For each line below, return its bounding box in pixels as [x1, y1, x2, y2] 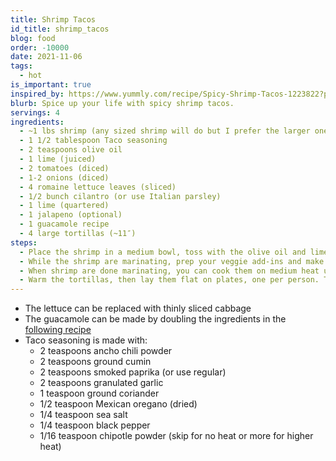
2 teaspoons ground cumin [39, 356, 152, 368]
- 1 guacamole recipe [19, 219, 110, 230]
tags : [10, 61, 33, 71]
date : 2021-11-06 [10, 52, 83, 62]
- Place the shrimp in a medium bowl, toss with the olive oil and [19, 247, 307, 257]
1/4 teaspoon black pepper [39, 419, 151, 431]
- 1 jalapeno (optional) [19, 210, 123, 220]
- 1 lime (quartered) [19, 201, 110, 211]
